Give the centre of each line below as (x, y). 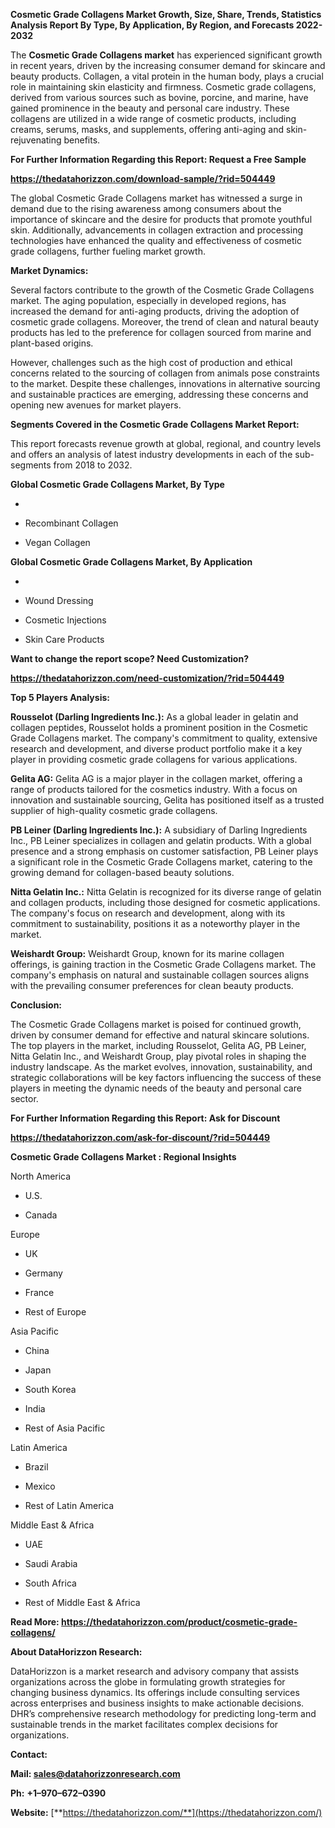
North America (41, 1176)
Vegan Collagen (57, 542)
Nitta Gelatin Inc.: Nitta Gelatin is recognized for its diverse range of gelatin (166, 892)
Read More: (35, 1622)
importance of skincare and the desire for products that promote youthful (161, 219)
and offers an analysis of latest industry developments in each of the (151, 454)
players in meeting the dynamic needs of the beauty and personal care (156, 1088)
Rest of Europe (55, 1312)
